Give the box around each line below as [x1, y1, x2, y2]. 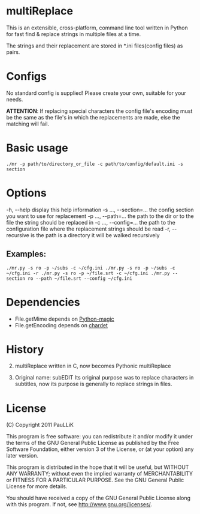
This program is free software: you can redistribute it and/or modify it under [6, 433, 193, 440]
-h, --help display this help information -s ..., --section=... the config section [6, 206, 194, 213]
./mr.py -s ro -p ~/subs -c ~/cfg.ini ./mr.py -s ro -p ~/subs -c [6, 265, 175, 271]
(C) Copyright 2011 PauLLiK [6, 422, 74, 429]
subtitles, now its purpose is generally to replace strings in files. [14, 380, 172, 388]
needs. [6, 95, 23, 103]
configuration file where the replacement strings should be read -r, [6, 225, 171, 232]
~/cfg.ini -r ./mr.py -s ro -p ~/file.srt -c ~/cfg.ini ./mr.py [6, 270, 170, 276]
